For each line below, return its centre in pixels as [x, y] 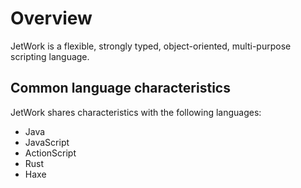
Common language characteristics [120, 88]
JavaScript [47, 142]
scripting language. [50, 56]
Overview [51, 18]
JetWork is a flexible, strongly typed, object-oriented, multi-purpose [151, 46]
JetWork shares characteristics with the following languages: [136, 112]
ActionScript [50, 153]
